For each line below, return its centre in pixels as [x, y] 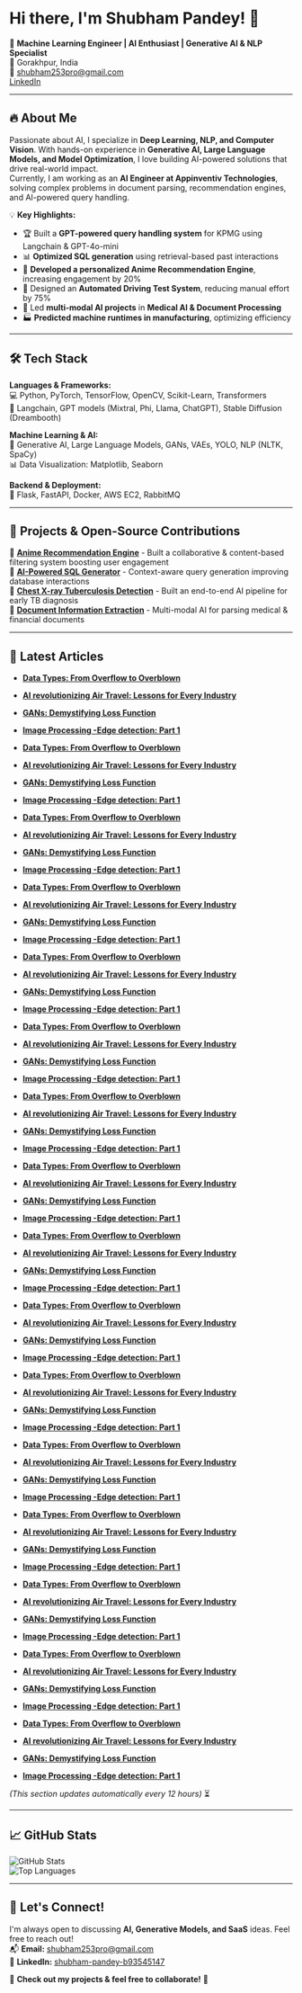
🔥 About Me [43, 118]
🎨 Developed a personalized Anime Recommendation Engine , [139, 269]
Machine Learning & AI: [54, 434]
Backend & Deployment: [55, 485]
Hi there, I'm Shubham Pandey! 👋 [134, 18]
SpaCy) [23, 454]
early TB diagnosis [44, 601]
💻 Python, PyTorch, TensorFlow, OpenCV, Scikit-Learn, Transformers [138, 395]
